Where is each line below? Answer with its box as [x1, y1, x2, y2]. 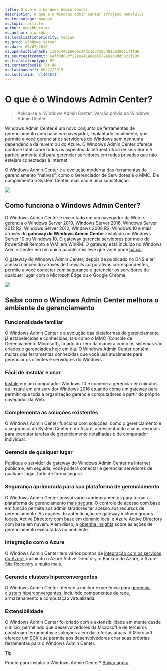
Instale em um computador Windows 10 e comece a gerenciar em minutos [5, 380, 158, 386]
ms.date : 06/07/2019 [5, 44, 48, 49]
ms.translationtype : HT [5, 58, 55, 63]
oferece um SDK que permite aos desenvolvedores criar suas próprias [5, 635, 150, 641]
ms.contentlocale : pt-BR [5, 63, 57, 68]
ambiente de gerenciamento [5, 304, 95, 312]
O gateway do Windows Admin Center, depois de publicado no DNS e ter [5, 256, 156, 262]
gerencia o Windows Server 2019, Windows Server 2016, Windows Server [5, 220, 157, 226]
